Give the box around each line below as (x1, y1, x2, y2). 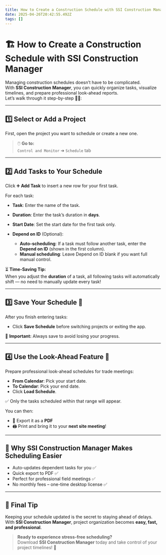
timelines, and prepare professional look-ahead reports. (5, 90, 119, 96)
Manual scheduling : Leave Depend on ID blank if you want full (19, 251, 147, 257)
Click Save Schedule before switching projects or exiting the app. (12, 323, 147, 329)
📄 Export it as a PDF (12, 417, 53, 423)
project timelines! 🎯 (17, 545, 57, 551)
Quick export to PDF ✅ (12, 470, 59, 476)
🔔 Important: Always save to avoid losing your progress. (5, 333, 120, 339)
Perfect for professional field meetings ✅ (12, 476, 96, 482)
